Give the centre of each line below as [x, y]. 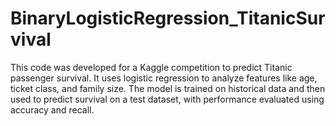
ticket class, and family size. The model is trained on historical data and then [168, 88]
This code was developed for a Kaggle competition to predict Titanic [151, 67]
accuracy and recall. [52, 109]
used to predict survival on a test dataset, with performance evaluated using [167, 99]
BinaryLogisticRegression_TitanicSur [168, 18]
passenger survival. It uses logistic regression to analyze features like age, [164, 78]
